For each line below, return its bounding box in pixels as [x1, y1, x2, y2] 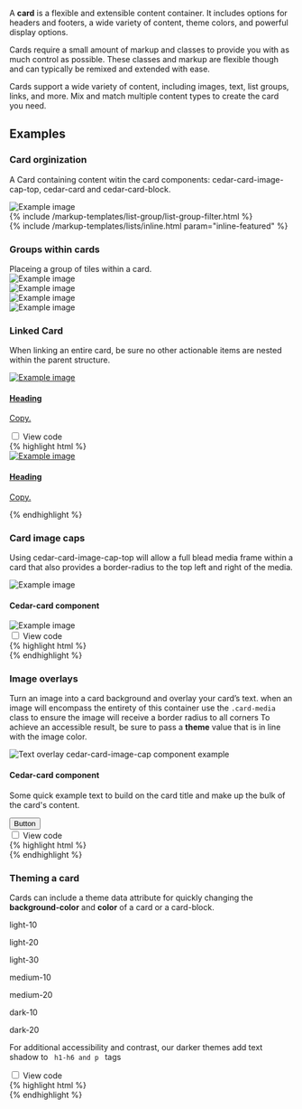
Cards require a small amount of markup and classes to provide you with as [9, 44, 290, 55]
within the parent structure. [9, 354, 111, 365]
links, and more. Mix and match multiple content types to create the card [9, 90, 279, 101]
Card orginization [9, 154, 87, 166]
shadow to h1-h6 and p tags [9, 1051, 122, 1062]
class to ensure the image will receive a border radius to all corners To [9, 712, 270, 723]
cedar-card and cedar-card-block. [43, 183, 171, 194]
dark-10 [9, 1007, 38, 1018]
